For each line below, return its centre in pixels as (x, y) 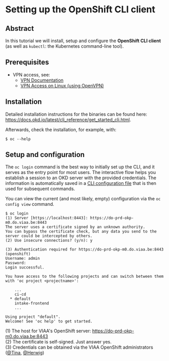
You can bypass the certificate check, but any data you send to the (81, 232)
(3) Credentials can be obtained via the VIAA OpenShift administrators (79, 347)
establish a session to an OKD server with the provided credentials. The (81, 178)
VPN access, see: (31, 74)
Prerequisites (27, 62)
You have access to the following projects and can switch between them (84, 277)
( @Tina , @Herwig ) (25, 353)
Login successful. (25, 268)
